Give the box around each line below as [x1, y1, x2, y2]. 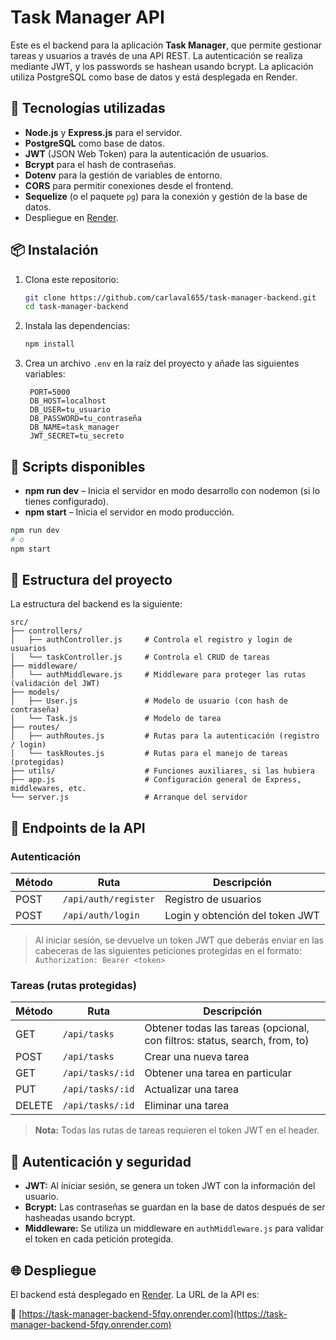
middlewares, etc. [10, 784, 87, 794]
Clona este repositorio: [24, 273, 119, 285]
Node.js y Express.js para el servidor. [24, 126, 183, 138]
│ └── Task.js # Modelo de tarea [10, 714, 222, 724]
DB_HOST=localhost [29, 396, 107, 406]
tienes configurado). [24, 496, 109, 507]
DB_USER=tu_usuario [29, 405, 111, 415]
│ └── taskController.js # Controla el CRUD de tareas [10, 652, 271, 663]
